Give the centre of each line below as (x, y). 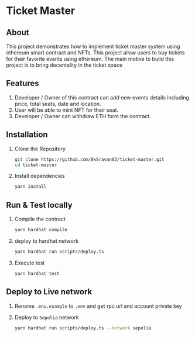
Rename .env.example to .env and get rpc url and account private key (98, 306)
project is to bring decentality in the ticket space (64, 65)
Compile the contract (40, 219)
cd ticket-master (36, 165)
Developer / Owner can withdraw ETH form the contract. (83, 116)
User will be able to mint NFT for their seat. (66, 110)
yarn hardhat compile (41, 230)
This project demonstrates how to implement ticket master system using (93, 46)
